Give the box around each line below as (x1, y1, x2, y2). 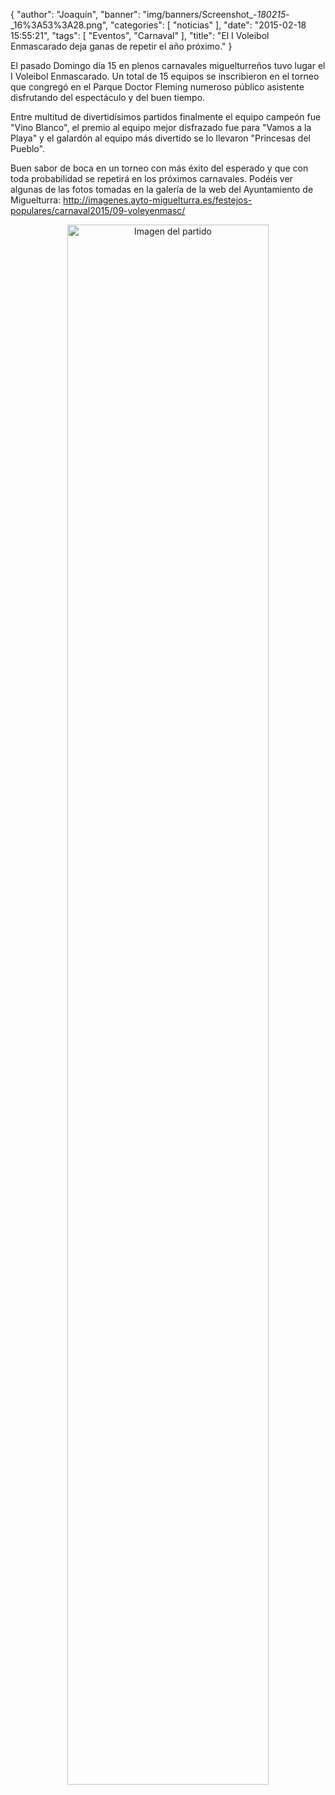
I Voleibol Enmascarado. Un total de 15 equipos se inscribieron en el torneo (10, 70, 320, 82)
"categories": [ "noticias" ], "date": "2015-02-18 (110, 19, 307, 31)
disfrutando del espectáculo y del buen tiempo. (10, 92, 206, 103)
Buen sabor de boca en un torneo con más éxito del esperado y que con (10, 162, 309, 174)
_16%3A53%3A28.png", (10, 19, 109, 31)
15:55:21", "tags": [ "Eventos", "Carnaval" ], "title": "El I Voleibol (10, 30, 270, 41)
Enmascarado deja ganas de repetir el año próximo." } (10, 40, 233, 52)
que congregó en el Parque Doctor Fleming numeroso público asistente (10, 81, 305, 93)
